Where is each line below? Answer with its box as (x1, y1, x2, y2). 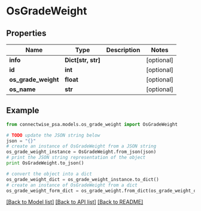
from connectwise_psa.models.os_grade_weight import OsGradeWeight (6, 121, 178, 127)
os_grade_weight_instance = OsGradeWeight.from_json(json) (6, 149, 157, 155)
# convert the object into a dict (6, 171, 93, 177)
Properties (6, 28, 47, 38)
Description (106, 46, 141, 54)
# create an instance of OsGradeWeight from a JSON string (6, 143, 157, 149)
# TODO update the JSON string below (6, 132, 100, 138)
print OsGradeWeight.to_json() (6, 160, 84, 166)
